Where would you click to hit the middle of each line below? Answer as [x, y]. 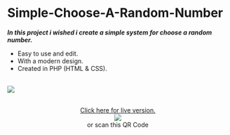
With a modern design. [50, 60]
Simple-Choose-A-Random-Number [115, 13]
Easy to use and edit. [48, 53]
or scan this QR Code [118, 124]
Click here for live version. [118, 110]
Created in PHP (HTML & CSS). [62, 68]
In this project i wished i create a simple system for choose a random [110, 32]
